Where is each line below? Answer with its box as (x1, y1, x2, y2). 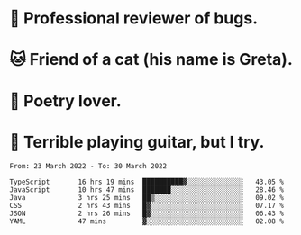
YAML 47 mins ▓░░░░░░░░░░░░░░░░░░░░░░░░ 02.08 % (9, 216, 284, 226)
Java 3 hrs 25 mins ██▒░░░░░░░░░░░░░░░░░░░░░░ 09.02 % (9, 193, 284, 202)
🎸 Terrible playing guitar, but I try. (9, 131, 265, 152)
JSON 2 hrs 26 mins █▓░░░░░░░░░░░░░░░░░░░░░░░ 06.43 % (9, 209, 284, 218)
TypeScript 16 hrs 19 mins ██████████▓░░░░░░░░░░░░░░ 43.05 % (9, 177, 284, 186)
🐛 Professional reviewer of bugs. (9, 8, 259, 29)
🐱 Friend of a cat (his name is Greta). (9, 50, 293, 70)
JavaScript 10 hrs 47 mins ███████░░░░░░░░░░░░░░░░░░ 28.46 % (9, 185, 284, 194)
